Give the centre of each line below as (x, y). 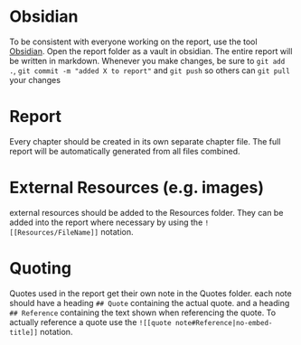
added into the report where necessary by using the (106, 222)
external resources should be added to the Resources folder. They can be (146, 212)
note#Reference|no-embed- (224, 322)
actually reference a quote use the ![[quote (90, 322)
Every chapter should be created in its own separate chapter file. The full (145, 141)
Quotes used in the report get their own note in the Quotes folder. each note (150, 293)
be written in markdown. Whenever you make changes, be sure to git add (147, 61)
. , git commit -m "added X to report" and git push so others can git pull (150, 70)
